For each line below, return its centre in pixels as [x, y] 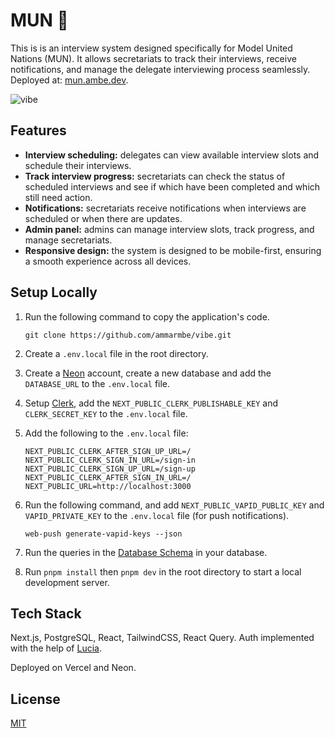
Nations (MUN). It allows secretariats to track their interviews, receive [153, 58]
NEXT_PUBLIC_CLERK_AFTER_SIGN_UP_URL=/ [108, 451]
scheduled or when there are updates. [103, 218]
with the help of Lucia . [56, 648]
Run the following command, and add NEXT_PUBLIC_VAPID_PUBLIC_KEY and [174, 505]
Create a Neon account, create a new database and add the [148, 373]
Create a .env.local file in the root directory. [116, 353]
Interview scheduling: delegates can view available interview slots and [172, 155]
